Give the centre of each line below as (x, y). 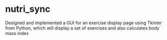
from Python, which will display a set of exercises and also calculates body (82, 28)
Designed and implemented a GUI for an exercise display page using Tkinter (84, 23)
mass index (17, 33)
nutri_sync (28, 9)
